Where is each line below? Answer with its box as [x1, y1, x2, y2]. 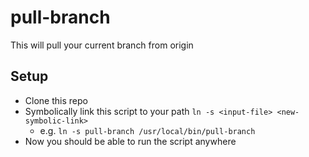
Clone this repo [24, 94, 88, 106]
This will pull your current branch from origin [10, 39, 194, 51]
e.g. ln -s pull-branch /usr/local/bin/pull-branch [39, 124, 256, 136]
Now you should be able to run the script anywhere [24, 135, 237, 147]
